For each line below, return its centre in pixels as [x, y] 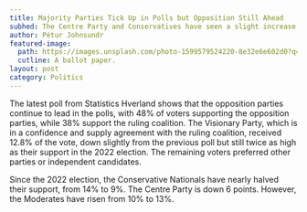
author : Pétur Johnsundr [57, 35]
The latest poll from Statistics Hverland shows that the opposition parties [147, 103]
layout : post [34, 69]
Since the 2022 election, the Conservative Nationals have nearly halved [144, 179]
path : [28, 52]
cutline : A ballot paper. [67, 60]
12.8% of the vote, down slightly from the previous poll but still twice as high [153, 142]
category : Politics [47, 78]
